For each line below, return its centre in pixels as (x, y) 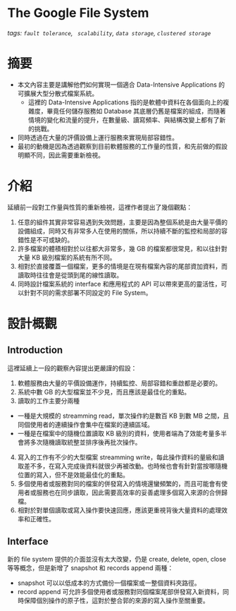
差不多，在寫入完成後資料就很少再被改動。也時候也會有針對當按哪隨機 (125, 466)
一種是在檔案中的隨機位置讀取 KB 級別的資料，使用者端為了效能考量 (116, 433)
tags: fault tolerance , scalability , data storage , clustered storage (109, 32)
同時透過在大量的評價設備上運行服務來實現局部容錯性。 (98, 137)
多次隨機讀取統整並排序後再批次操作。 (86, 442)
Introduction (35, 350)
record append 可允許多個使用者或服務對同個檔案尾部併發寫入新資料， (120, 592)
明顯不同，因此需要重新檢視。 (61, 155)
